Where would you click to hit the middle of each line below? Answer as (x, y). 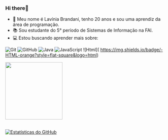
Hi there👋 (17, 8)
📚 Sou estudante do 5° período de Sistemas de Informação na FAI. (83, 31)
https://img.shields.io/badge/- (132, 50)
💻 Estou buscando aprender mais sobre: (55, 38)
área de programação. (36, 24)
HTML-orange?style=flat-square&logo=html (51, 55)
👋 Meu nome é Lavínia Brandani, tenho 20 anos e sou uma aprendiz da (87, 19)
